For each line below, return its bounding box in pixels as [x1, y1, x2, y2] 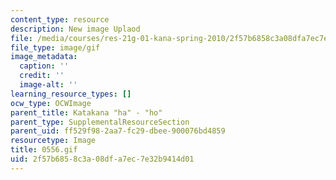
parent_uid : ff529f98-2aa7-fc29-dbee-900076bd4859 [10, 126, 226, 136]
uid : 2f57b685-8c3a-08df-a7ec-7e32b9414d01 [10, 154, 195, 164]
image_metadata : [10, 52, 78, 62]
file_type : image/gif [10, 42, 101, 53]
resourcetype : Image [10, 136, 97, 146]
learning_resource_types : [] [10, 89, 132, 99]
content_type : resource [10, 14, 110, 25]
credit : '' [19, 71, 65, 81]
